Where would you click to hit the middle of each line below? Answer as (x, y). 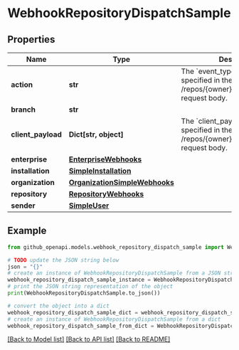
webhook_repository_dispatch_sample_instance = (79, 280)
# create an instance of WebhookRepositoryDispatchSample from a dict (114, 319)
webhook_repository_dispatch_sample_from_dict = (81, 326)
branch (23, 110)
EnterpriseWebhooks (105, 159)
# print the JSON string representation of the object (90, 287)
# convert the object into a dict (59, 306)
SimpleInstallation (100, 171)
